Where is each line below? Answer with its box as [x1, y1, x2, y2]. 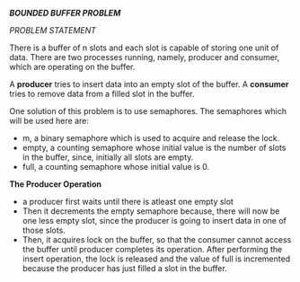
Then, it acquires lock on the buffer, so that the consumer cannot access [22, 234, 292, 245]
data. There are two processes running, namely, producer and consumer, [9, 52, 280, 62]
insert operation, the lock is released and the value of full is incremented [22, 253, 290, 264]
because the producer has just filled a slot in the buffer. [22, 263, 227, 273]
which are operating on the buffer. [9, 62, 136, 72]
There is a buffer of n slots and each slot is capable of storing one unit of [9, 42, 279, 53]
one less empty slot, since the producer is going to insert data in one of [22, 216, 287, 225]
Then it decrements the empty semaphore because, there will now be [22, 206, 280, 216]
